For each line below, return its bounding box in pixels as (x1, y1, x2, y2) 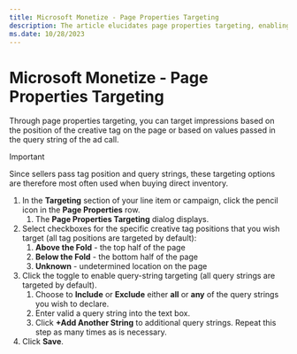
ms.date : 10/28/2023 (9, 29, 86, 38)
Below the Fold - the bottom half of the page (34, 251, 199, 262)
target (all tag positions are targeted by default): (21, 233, 197, 243)
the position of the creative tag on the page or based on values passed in (9, 125, 276, 135)
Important (9, 151, 45, 162)
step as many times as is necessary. (34, 327, 167, 337)
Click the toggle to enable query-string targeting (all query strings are (21, 271, 276, 281)
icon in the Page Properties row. (21, 204, 141, 215)
